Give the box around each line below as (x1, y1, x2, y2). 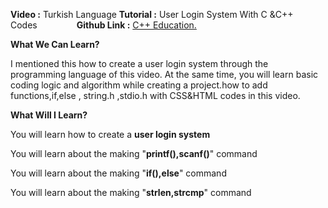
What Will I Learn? (10, 109, 88, 121)
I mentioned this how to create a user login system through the (10, 58, 269, 69)
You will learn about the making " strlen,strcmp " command (10, 187, 252, 198)
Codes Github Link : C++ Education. (10, 19, 197, 31)
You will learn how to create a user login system (10, 129, 211, 140)
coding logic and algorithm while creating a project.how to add (10, 79, 268, 91)
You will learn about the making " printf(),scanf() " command (10, 148, 258, 159)
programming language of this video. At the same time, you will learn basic (10, 69, 319, 80)
